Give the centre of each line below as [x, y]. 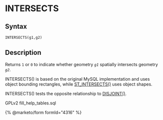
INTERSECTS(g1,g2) [24, 37]
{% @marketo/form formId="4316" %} [43, 112]
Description [23, 53]
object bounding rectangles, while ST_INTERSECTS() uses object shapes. [79, 84]
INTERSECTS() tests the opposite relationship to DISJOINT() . [66, 93]
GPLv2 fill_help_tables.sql [31, 103]
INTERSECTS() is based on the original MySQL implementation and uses [77, 79]
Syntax [16, 26]
